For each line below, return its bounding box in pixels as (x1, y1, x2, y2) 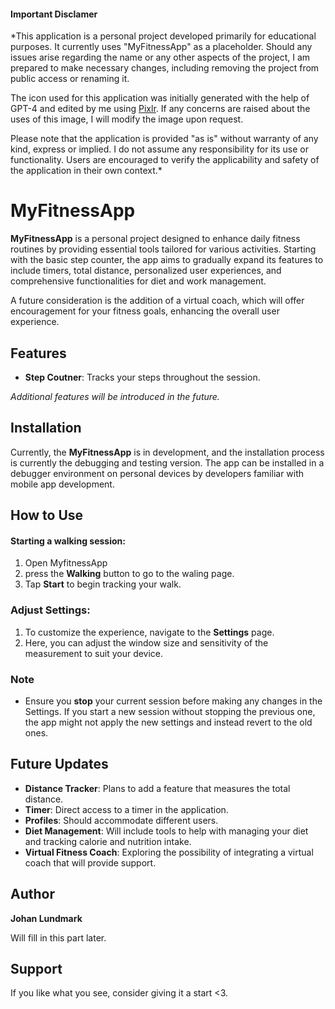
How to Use (10, 507, 84, 524)
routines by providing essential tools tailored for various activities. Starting (10, 243, 317, 255)
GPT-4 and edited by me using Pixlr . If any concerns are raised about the (10, 103, 311, 115)
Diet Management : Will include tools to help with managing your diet (24, 825, 309, 837)
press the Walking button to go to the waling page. (24, 568, 235, 580)
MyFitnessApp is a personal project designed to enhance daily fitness (10, 233, 301, 245)
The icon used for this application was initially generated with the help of (10, 92, 310, 104)
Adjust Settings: (10, 603, 91, 617)
